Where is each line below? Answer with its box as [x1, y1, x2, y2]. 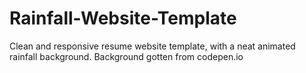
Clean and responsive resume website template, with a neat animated [9, 40, 296, 52]
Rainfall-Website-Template [9, 7, 237, 30]
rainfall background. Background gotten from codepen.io [9, 50, 244, 62]
